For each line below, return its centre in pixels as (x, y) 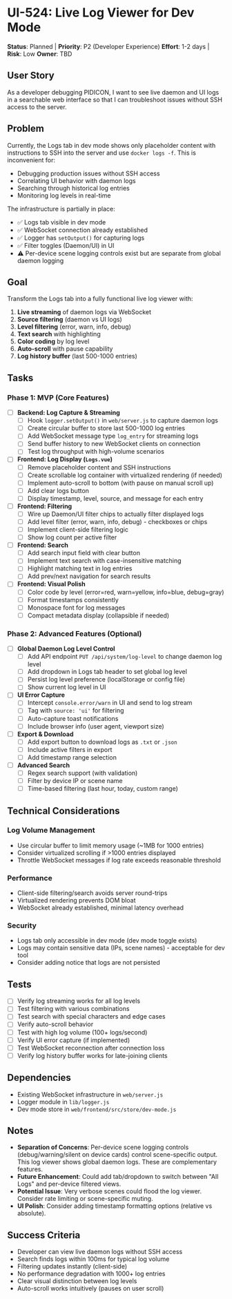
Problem (26, 129)
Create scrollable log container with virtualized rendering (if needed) (125, 475)
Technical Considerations (64, 810)
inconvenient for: (31, 160)
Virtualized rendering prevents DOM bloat (76, 901)
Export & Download (45, 734)
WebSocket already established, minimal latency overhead (100, 908)
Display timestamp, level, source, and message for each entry (115, 498)
